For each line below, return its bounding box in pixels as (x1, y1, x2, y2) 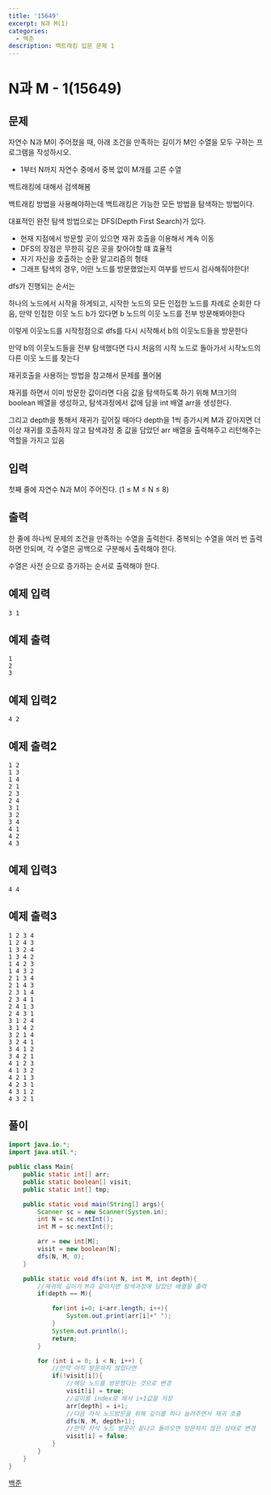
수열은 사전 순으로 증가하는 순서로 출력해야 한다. (8, 561, 160, 570)
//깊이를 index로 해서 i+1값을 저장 (66, 1394, 173, 1403)
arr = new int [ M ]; (37, 1238, 100, 1246)
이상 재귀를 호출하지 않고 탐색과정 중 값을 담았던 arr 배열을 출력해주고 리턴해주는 (8, 425, 261, 435)
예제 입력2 (8, 693, 57, 707)
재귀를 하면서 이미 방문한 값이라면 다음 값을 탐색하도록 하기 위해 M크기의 (8, 388, 237, 397)
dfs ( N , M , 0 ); (37, 1252, 85, 1261)
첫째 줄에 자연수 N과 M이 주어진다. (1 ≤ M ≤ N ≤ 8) (8, 484, 170, 494)
